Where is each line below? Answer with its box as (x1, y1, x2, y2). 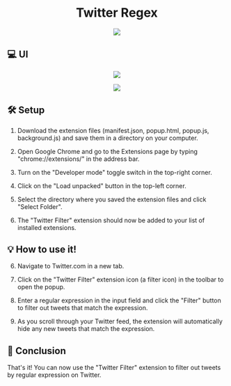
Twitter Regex (76, 5, 158, 21)
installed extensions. (17, 223, 77, 231)
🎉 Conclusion (7, 345, 66, 357)
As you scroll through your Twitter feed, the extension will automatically (17, 317, 223, 325)
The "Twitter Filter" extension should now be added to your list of (17, 216, 205, 224)
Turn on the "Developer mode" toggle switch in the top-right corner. (17, 168, 212, 176)
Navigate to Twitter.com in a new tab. (17, 262, 125, 270)
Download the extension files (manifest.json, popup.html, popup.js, (17, 126, 209, 134)
